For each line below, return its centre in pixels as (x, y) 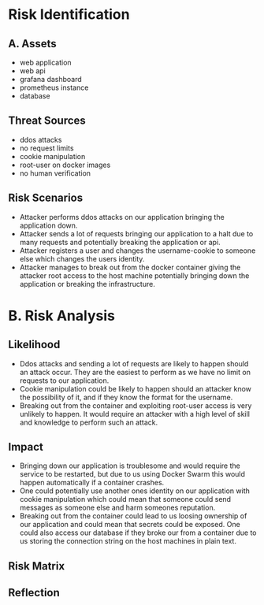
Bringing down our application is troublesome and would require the (130, 466)
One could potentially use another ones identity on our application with (135, 491)
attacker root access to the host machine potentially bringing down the (134, 275)
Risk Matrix (37, 566)
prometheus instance (54, 87)
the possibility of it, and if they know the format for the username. (126, 397)
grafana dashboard (51, 79)
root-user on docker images (65, 165)
